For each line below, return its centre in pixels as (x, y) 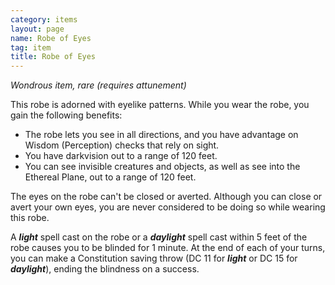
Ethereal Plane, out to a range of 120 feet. (110, 177)
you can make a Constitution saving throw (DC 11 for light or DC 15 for (154, 258)
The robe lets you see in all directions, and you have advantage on (161, 135)
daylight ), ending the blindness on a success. (105, 269)
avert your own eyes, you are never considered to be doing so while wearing (168, 207)
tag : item (31, 47)
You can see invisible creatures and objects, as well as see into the (162, 167)
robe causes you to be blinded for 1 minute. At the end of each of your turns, (168, 248)
